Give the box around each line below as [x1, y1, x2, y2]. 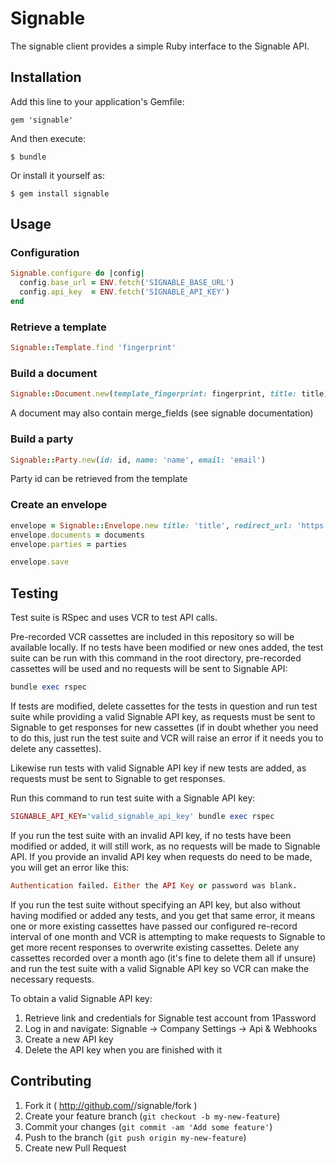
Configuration [10, 246, 80, 260]
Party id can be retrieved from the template [10, 473, 188, 485]
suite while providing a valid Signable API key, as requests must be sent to [10, 710, 316, 722]
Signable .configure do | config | [10, 268, 145, 279]
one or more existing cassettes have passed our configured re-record [10, 920, 298, 932]
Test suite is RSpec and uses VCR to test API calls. [10, 612, 218, 624]
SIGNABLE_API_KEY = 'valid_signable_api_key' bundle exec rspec [10, 811, 275, 821]
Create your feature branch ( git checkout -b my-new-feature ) [24, 1110, 281, 1122]
